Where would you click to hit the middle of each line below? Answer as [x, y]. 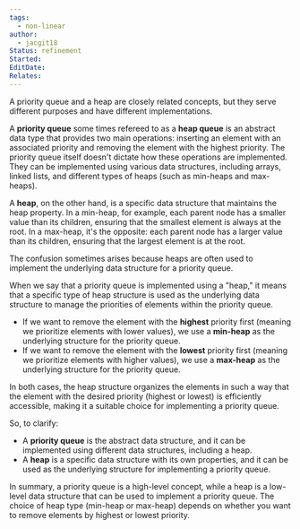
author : [24, 34]
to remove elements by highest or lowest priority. [100, 515]
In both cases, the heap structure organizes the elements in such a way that [149, 386]
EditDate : [28, 68]
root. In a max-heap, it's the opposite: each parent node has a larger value [146, 231]
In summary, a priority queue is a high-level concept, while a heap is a [138, 486]
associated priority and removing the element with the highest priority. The [147, 147]
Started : [26, 59]
